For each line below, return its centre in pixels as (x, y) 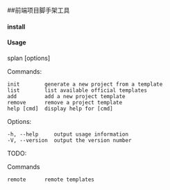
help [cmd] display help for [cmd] (60, 109)
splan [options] (29, 58)
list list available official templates (77, 90)
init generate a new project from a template (85, 84)
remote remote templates (51, 180)
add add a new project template (67, 96)
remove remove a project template (65, 102)
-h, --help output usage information (68, 134)
